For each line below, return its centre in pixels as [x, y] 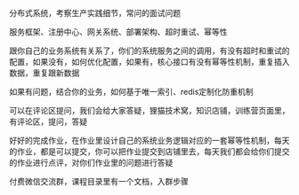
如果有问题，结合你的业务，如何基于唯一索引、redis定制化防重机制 [131, 92]
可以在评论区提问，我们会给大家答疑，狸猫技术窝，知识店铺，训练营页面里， [149, 110]
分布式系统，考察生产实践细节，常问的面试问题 [95, 13]
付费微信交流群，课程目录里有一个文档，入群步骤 [99, 181]
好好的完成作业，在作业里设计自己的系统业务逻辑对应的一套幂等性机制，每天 [149, 140]
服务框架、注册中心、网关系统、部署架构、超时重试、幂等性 [118, 32]
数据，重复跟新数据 [44, 73]
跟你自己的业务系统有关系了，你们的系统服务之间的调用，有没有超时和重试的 [149, 51]
